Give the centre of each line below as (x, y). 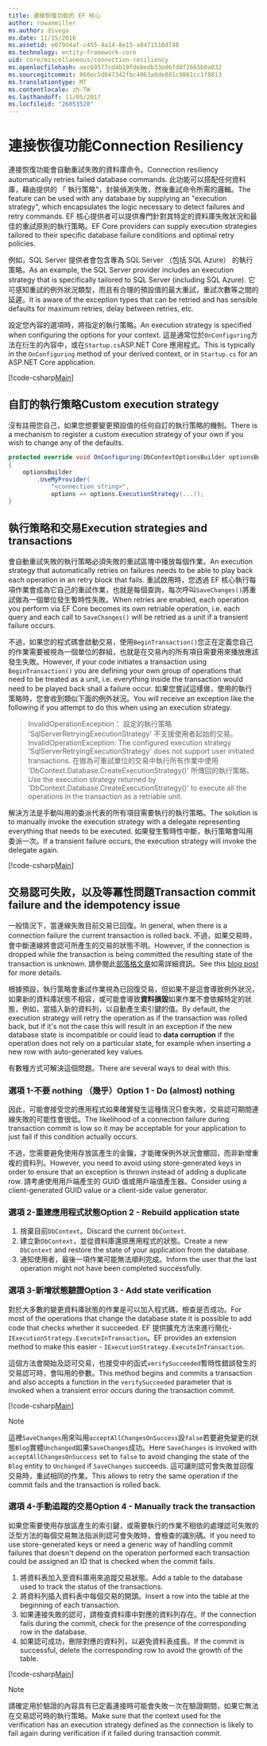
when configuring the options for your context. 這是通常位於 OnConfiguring (130, 335)
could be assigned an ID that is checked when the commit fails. (112, 1561)
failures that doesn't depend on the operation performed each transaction (129, 1552)
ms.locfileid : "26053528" (51, 104)
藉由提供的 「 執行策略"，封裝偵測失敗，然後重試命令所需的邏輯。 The (136, 190)
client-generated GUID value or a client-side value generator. (108, 1190)
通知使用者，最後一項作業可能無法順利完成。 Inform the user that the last (138, 1260)
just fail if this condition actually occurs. (74, 1136)
